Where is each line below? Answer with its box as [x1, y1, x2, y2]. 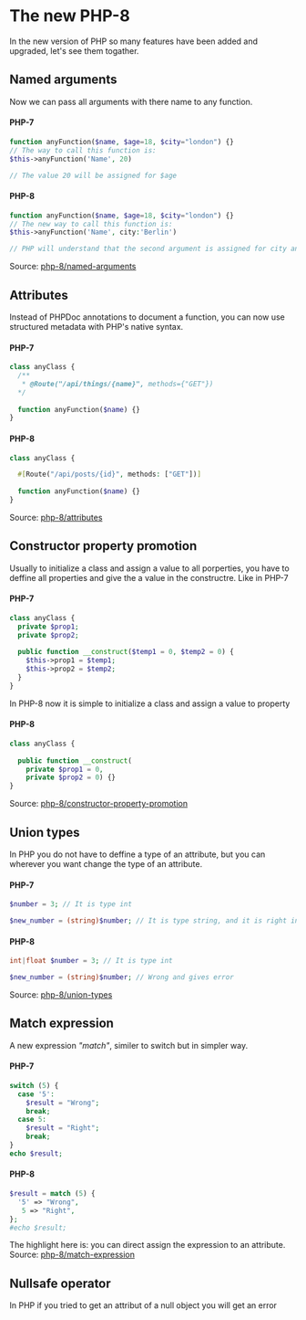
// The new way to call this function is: [9, 219, 173, 228]
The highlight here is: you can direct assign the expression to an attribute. [9, 1240, 286, 1251]
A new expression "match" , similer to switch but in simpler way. [9, 1040, 249, 1051]
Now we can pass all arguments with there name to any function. [9, 96, 253, 107]
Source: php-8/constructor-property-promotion [9, 798, 189, 809]
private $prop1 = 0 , [25, 765, 104, 774]
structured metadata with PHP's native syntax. [9, 321, 184, 332]
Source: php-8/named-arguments [9, 261, 137, 272]
